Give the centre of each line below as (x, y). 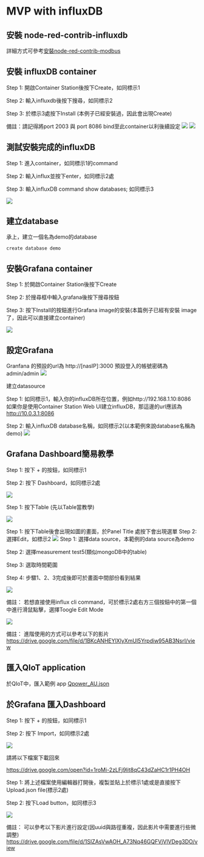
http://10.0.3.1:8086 (30, 414)
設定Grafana (30, 350)
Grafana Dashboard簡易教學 (60, 454)
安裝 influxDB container (52, 72)
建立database (32, 221)
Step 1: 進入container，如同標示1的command (62, 163)
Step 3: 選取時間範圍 (32, 565)
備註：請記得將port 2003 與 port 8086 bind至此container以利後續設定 (93, 126)
